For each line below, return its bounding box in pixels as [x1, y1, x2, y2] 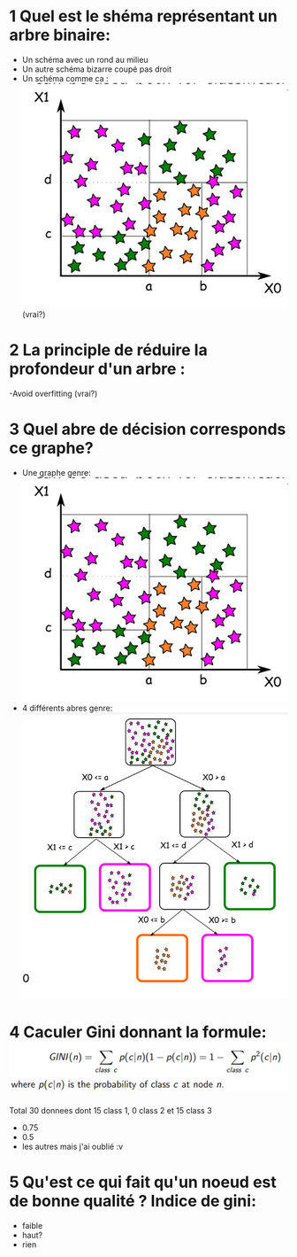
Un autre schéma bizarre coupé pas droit [21, 64, 172, 74]
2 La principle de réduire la [9, 339, 208, 360]
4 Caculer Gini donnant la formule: [9, 1022, 267, 1043]
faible [21, 1220, 43, 1230]
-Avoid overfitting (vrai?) [9, 388, 98, 399]
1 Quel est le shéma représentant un [9, 6, 278, 27]
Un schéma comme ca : [21, 73, 109, 83]
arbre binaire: [9, 25, 111, 45]
